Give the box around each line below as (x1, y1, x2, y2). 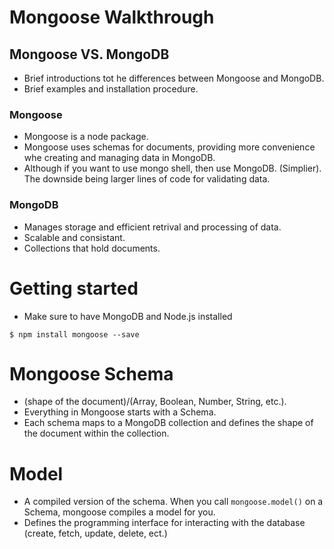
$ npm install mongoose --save (9, 329, 140, 340)
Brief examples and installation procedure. (23, 83, 199, 95)
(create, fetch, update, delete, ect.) (23, 527, 168, 540)
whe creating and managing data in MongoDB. (23, 152, 216, 164)
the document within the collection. (23, 427, 170, 440)
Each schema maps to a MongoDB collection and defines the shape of (23, 417, 314, 429)
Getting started (9, 277, 139, 300)
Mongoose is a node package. (23, 131, 149, 143)
